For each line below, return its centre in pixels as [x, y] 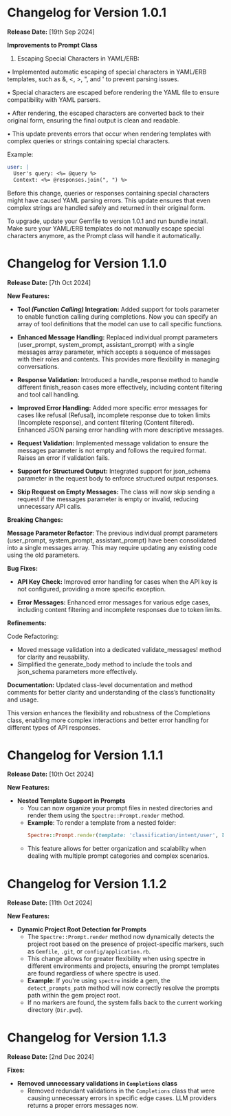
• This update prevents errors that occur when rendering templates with [109, 134]
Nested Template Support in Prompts [71, 801]
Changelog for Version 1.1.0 [87, 263]
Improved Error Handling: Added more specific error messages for [112, 408]
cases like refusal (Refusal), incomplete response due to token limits [114, 415]
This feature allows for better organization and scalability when [117, 849]
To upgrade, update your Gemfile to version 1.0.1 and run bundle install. [108, 221]
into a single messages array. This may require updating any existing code [112, 547]
